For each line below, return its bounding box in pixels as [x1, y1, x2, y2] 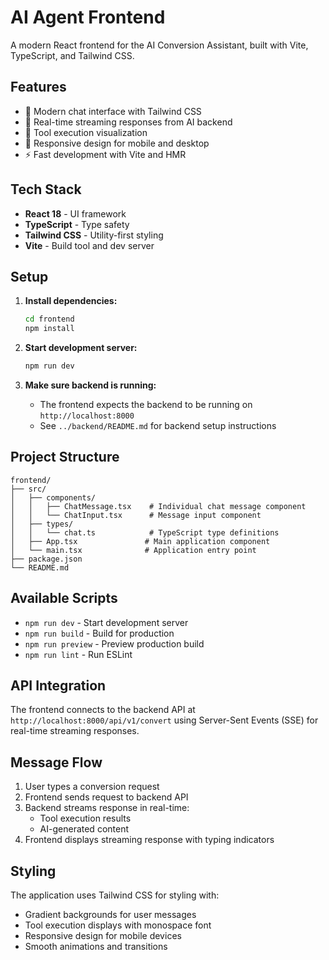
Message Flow [10, 754, 103, 771]
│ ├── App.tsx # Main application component [10, 536, 271, 546]
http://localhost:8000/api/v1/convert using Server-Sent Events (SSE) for [10, 714, 319, 726]
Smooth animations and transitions [24, 941, 168, 953]
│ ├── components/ [10, 492, 97, 503]
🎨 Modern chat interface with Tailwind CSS [24, 105, 202, 117]
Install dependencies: [24, 295, 118, 307]
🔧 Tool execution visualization [24, 126, 148, 138]
